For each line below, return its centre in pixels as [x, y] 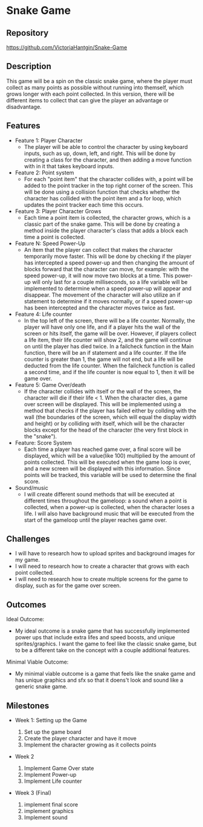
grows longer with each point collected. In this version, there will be [90, 94]
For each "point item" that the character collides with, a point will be [108, 179]
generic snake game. [41, 687]
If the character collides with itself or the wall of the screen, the [103, 391]
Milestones [28, 706]
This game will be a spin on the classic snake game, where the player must [99, 81]
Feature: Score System [43, 443]
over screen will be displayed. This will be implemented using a [102, 404]
